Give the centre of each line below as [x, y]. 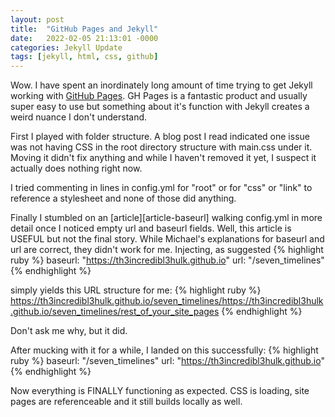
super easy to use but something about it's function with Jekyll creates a [160, 107]
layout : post [37, 19]
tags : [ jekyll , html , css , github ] [84, 57]
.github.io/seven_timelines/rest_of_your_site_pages [115, 312]
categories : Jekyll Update [66, 47]
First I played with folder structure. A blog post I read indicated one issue [160, 137]
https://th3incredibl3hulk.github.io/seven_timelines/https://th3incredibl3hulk [167, 301]
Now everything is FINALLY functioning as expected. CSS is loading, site [160, 391]
